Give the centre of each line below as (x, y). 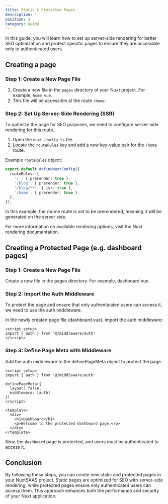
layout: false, (26, 388)
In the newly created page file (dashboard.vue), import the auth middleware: (84, 320)
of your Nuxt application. (31, 496)
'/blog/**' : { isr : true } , (44, 188)
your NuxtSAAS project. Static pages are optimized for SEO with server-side (84, 480)
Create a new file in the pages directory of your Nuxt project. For (79, 90)
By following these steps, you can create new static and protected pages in (83, 475)
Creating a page (31, 65)
